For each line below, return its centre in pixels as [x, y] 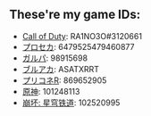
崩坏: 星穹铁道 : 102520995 [71, 103]
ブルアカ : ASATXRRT [61, 69]
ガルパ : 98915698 [55, 58]
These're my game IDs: [75, 15]
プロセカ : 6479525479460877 [78, 46]
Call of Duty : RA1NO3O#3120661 [82, 36]
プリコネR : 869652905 [64, 80]
